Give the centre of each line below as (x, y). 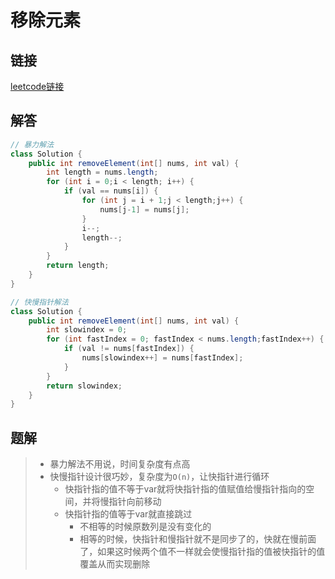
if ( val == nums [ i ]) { (111, 191)
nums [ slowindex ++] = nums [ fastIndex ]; (162, 358)
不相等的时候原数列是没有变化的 (145, 527)
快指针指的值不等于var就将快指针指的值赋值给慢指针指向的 (185, 489)
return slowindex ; (84, 386)
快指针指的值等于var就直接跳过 (128, 514)
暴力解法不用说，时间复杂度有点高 (120, 464)
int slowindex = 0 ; (87, 330)
